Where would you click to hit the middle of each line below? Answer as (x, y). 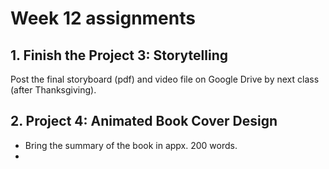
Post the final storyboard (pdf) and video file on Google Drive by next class (165, 79)
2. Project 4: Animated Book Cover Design (144, 121)
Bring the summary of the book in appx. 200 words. (131, 145)
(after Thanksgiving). (53, 90)
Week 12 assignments (103, 18)
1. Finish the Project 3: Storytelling (119, 55)
